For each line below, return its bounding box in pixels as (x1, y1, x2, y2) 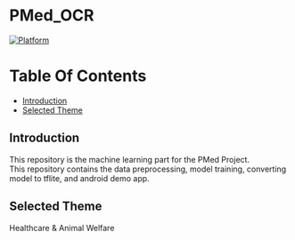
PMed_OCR (9, 5, 94, 26)
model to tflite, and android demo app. (9, 172, 150, 183)
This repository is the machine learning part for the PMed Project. (9, 154, 250, 164)
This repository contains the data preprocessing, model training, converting (9, 164, 287, 174)
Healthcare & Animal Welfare (9, 222, 115, 233)
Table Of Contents (9, 66, 147, 86)
